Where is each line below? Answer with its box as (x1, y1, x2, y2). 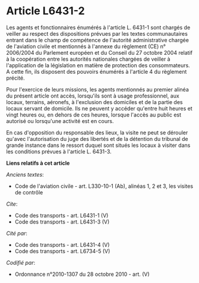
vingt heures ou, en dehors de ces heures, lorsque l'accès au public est (6, 111, 182, 118)
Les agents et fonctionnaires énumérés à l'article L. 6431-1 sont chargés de (6, 24, 191, 31)
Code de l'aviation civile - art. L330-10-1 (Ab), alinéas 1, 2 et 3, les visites (14, 183, 194, 190)
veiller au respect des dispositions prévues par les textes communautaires (6, 30, 188, 37)
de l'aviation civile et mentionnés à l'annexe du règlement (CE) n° (6, 43, 166, 50)
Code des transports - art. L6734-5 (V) (14, 247, 110, 254)
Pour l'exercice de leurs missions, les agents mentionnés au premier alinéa (6, 86, 189, 93)
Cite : (6, 200, 18, 207)
